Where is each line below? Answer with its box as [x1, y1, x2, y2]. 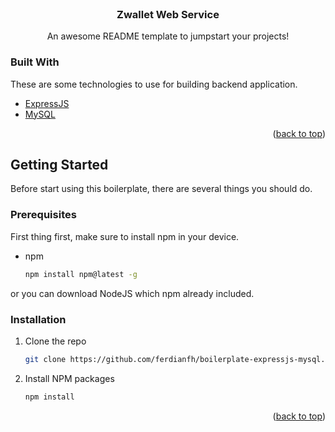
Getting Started [10, 156, 109, 173]
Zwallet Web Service [116, 7, 220, 21]
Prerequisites [10, 208, 77, 222]
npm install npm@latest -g [24, 269, 138, 279]
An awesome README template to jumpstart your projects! [46, 30, 290, 42]
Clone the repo [24, 335, 87, 347]
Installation [10, 312, 67, 326]
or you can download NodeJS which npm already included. [10, 287, 255, 299]
